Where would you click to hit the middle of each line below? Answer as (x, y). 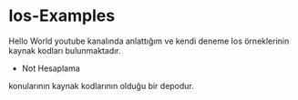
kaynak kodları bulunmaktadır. (65, 50)
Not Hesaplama (51, 68)
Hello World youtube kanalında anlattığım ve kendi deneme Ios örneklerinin (149, 41)
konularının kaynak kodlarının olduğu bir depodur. (102, 85)
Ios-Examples (62, 16)
